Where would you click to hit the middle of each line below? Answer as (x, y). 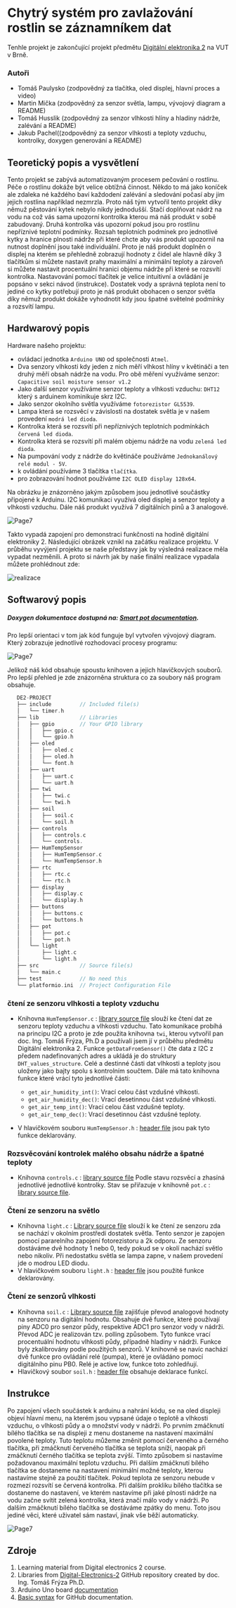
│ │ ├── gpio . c (45, 731)
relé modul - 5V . (42, 463)
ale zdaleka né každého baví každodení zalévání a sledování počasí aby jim (116, 195)
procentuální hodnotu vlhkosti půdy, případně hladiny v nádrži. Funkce (119, 1341)
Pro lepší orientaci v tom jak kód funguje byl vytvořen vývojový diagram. (112, 635)
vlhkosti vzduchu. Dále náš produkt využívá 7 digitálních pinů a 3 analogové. (118, 506)
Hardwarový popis (48, 328)
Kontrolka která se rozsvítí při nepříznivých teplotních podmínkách (113, 426)
